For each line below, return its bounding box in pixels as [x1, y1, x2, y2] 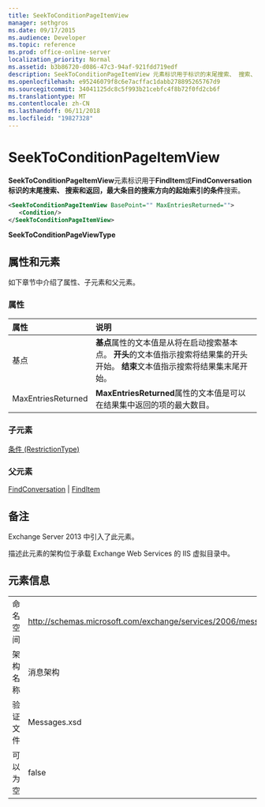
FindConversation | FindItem [8, 485, 100, 494]
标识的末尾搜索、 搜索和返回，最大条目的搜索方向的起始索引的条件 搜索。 [8, 185, 245, 194]
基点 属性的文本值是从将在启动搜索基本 [95, 337, 238, 348]
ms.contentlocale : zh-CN [8, 100, 90, 107]
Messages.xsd [28, 716, 82, 727]
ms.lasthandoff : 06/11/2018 [8, 107, 101, 115]
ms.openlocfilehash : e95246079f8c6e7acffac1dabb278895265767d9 [8, 77, 221, 85]
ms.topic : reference [8, 41, 77, 49]
